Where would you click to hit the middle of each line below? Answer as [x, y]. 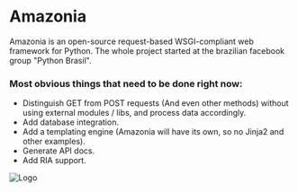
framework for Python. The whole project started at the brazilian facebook [147, 50]
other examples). [54, 142]
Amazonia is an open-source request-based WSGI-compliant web [131, 41]
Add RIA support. [54, 161]
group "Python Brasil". [50, 60]
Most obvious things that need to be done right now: [126, 83]
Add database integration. [71, 122]
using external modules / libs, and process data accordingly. [134, 113]
